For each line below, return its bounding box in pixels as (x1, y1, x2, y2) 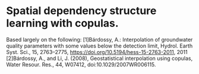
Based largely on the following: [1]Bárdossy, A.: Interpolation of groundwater (6, 36, 193, 43)
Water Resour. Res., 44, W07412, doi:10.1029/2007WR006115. (6, 60, 156, 68)
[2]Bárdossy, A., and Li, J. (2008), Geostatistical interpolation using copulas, (6, 55, 193, 62)
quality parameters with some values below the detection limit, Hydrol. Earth (6, 42, 193, 49)
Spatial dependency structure (6, 4, 157, 18)
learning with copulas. (6, 16, 119, 30)
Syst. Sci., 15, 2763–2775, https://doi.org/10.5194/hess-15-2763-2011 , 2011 (6, 48, 188, 55)
